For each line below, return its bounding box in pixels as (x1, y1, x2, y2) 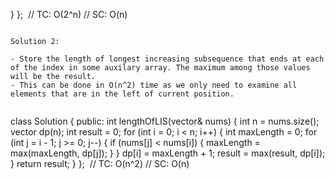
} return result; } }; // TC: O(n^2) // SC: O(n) (10, 158, 190, 169)
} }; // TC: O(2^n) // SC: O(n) (10, 9, 128, 20)
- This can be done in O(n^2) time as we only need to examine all (10, 80, 298, 90)
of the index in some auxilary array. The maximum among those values (10, 63, 311, 73)
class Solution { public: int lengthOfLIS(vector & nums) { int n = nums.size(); (10, 115, 320, 127)
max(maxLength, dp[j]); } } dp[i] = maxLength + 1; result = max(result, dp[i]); (10, 147, 326, 159)
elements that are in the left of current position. (10, 89, 235, 99)
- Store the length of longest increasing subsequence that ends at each (10, 54, 325, 64)
